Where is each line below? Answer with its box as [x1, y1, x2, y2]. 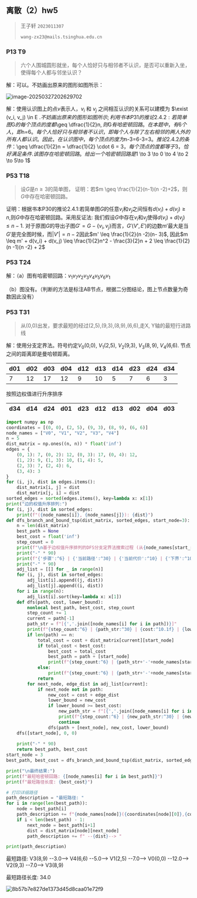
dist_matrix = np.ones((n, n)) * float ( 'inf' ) [6, 441, 122, 447]
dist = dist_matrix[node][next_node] [27, 828, 119, 833]
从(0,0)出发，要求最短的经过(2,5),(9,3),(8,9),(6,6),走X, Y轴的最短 [20, 322, 176, 329]
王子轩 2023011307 [20, 22, 64, 29]
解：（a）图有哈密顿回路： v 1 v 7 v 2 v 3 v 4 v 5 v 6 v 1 [6, 272, 110, 281]
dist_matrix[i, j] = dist [16, 485, 80, 491]
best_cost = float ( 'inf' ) [16, 534, 80, 540]
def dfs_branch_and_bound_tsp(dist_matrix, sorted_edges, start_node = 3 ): [6, 517, 191, 524]
